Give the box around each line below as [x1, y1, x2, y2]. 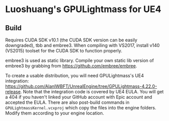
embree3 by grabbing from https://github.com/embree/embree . [5, 63, 137, 69]
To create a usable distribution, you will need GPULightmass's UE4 [5, 73, 144, 79]
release [5, 89, 21, 94]
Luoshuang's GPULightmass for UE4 [5, 4, 161, 15]
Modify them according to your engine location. [5, 110, 104, 116]
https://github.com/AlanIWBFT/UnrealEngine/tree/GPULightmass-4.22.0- [5, 83, 157, 89]
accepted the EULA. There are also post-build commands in [5, 99, 130, 105]
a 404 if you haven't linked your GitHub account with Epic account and [5, 94, 152, 100]
